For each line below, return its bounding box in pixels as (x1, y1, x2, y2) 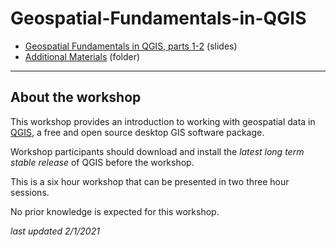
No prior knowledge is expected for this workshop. (10, 205, 220, 217)
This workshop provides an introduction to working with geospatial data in (10, 115, 316, 127)
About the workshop (10, 89, 142, 106)
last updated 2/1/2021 (10, 225, 100, 237)
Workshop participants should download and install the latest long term (10, 145, 305, 157)
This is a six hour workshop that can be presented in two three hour (10, 175, 290, 187)
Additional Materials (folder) (24, 50, 141, 62)
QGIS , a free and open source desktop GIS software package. (10, 126, 265, 138)
